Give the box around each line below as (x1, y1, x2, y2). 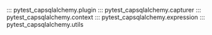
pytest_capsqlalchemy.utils (6, 21, 84, 28)
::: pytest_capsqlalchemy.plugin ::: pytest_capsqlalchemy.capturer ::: (6, 6, 202, 14)
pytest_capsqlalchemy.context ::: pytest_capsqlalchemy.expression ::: (6, 13, 206, 21)
